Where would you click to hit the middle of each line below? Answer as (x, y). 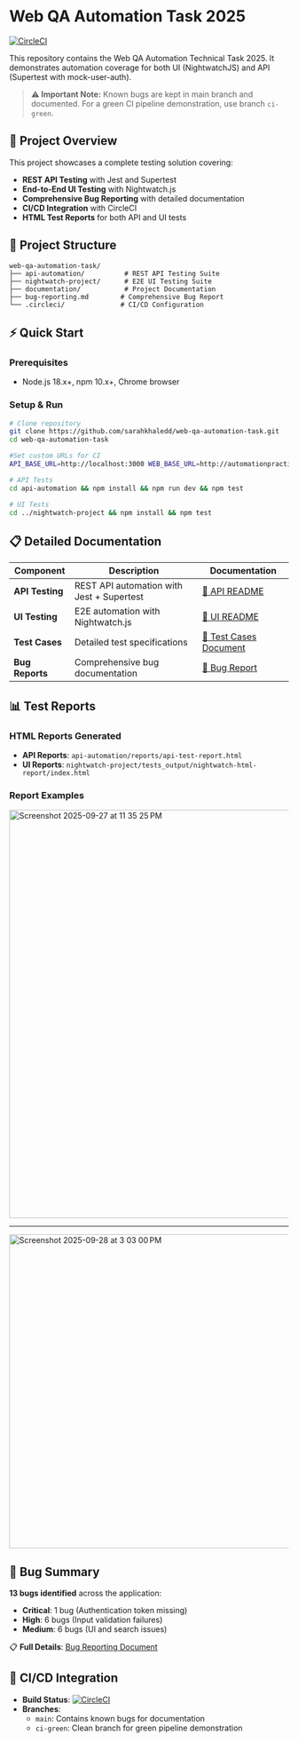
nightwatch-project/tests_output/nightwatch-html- (161, 765)
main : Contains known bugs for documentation (120, 1718)
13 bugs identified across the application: (86, 1593)
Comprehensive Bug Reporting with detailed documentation (133, 198)
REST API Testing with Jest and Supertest (99, 179)
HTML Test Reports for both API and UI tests (104, 217)
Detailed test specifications (131, 643)
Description (134, 571)
